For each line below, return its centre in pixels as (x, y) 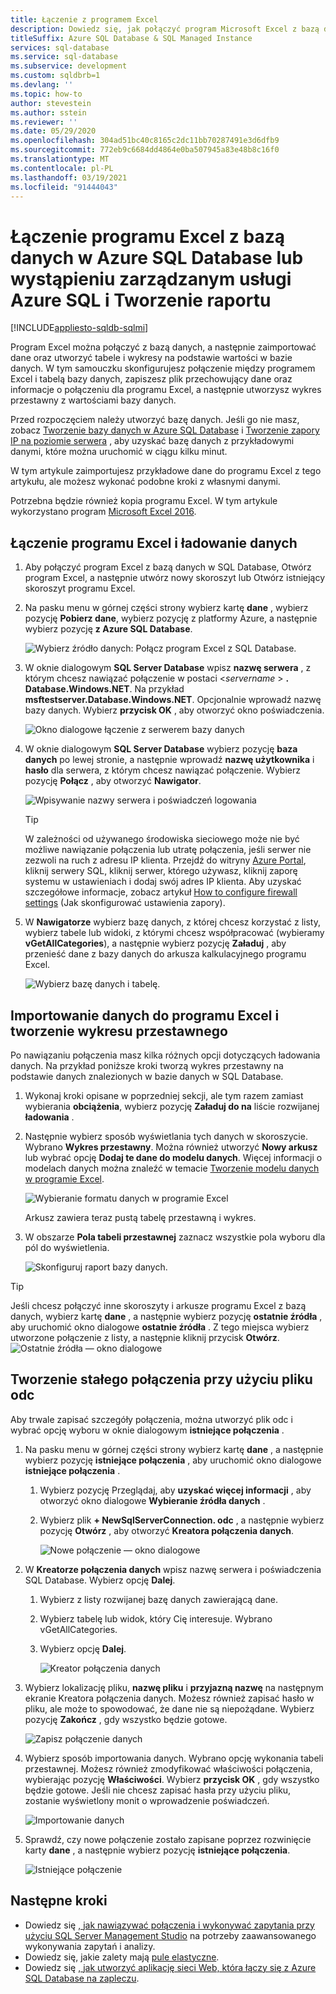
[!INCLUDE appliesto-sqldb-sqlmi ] (79, 328)
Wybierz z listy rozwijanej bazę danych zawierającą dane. (159, 1599)
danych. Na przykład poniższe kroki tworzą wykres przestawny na (147, 1065)
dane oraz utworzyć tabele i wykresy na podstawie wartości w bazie (151, 358)
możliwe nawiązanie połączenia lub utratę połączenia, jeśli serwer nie (168, 850)
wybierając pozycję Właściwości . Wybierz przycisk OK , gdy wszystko (172, 1779)
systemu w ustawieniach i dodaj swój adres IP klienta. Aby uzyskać (163, 882)
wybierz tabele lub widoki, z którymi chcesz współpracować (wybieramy (174, 933)
